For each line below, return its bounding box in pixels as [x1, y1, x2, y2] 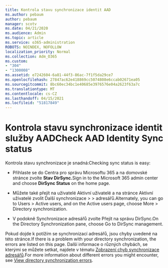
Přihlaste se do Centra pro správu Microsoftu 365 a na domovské [12, 170, 147, 176]
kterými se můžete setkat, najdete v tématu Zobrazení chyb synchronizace [5, 246, 159, 253]
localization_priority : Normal [5, 49, 71, 54]
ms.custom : [5, 59, 28, 64]
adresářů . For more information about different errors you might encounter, [5, 252, 159, 258]
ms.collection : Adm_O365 [5, 54, 57, 59]
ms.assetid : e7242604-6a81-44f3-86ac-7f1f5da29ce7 [5, 73, 113, 78]
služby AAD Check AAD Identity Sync [5, 133, 163, 144]
